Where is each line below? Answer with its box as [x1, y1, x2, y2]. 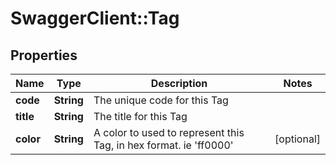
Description [150, 77, 208, 90]
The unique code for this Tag [93, 93, 229, 107]
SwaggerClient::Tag [10, 7, 180, 30]
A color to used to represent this [93, 126, 245, 139]
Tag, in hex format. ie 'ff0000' [93, 138, 234, 152]
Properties [10, 47, 78, 64]
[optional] [274, 132, 321, 146]
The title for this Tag [93, 110, 188, 123]
